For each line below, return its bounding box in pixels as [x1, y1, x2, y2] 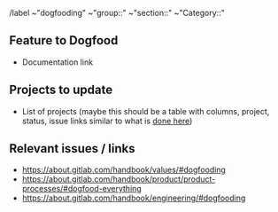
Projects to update [9, 82, 113, 98]
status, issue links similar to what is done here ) [21, 115, 193, 126]
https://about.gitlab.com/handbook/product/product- [21, 174, 216, 185]
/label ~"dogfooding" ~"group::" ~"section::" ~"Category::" [9, 8, 226, 18]
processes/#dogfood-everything [21, 184, 142, 194]
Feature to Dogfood [9, 33, 119, 48]
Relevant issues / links [9, 141, 135, 156]
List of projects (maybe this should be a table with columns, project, [21, 106, 270, 116]
